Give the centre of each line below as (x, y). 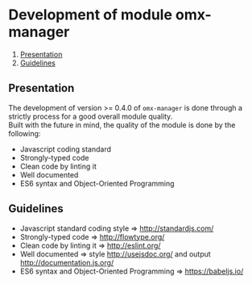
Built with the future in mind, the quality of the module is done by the (122, 125)
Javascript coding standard (65, 149)
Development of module (91, 15)
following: (25, 133)
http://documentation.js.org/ (67, 262)
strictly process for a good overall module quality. (91, 116)
